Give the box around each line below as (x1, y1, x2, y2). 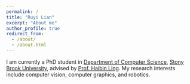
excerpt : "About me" (6, 20, 58, 26)
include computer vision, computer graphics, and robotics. (6, 71, 151, 78)
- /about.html (11, 42, 47, 48)
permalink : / (6, 8, 39, 15)
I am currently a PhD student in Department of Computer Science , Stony (6, 58, 184, 66)
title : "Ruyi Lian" (6, 14, 55, 20)
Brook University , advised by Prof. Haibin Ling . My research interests (6, 64, 176, 71)
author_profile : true (6, 25, 60, 32)
